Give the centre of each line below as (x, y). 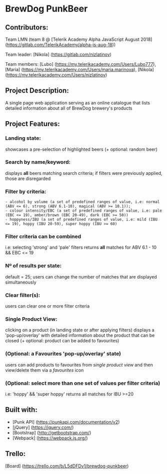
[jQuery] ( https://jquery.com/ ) (43, 427)
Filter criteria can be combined (43, 237)
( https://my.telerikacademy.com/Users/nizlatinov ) (56, 75)
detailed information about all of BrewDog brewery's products (69, 108)
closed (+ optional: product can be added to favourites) (62, 341)
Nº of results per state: (33, 266)
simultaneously (21, 282)
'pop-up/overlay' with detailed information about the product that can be (80, 335)
